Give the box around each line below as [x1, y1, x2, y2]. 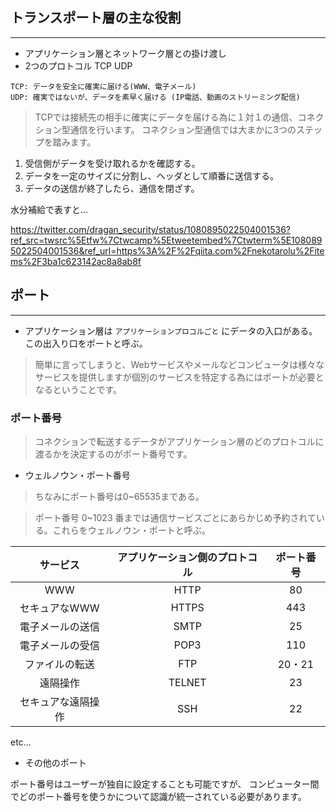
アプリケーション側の [117, 550, 218, 564]
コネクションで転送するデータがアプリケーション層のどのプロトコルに [34, 435, 325, 447]
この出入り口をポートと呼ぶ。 [24, 337, 148, 349]
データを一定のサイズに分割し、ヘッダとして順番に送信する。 [24, 169, 279, 182]
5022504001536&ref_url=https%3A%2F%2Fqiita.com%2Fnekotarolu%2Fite [10, 244, 325, 257]
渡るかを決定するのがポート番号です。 [34, 448, 193, 460]
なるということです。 [34, 383, 122, 395]
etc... [10, 736, 32, 748]
